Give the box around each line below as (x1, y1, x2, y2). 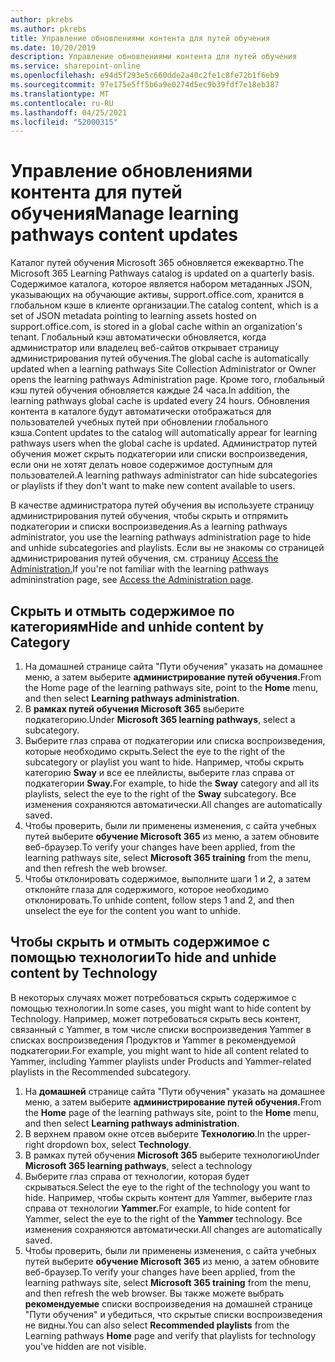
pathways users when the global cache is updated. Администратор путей (10, 437, 318, 450)
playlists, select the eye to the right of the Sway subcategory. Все (24, 788, 297, 800)
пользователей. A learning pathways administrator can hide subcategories (10, 469, 318, 481)
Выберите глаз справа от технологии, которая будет (24, 1170, 250, 1182)
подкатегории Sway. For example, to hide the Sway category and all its (24, 777, 320, 789)
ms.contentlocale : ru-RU (10, 98, 114, 108)
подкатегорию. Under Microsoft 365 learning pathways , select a (24, 714, 296, 725)
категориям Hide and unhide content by (10, 618, 265, 635)
